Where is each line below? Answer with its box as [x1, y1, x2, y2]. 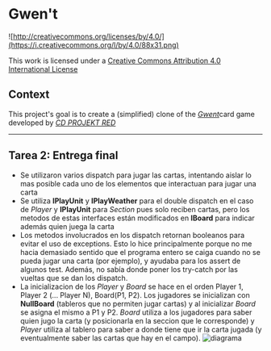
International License [8, 64, 78, 73]
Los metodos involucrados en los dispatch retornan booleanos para [19, 230, 245, 240]
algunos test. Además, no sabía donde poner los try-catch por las [19, 264, 238, 274]
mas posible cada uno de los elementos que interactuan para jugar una [19, 178, 256, 188]
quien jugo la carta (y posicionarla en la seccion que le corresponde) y [19, 315, 256, 325]
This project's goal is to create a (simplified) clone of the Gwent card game [8, 109, 256, 119]
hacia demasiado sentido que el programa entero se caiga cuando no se [19, 247, 261, 257]
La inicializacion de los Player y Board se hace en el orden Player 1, [19, 282, 244, 291]
